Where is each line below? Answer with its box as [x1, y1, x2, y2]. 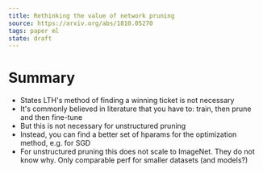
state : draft [8, 34, 52, 43]
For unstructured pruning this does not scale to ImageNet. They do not [19, 146, 256, 157]
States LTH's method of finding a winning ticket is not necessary [19, 96, 235, 105]
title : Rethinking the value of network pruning [8, 11, 175, 20]
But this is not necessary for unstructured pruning [19, 122, 186, 131]
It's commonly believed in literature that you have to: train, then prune [19, 104, 252, 113]
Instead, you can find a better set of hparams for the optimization [19, 130, 237, 139]
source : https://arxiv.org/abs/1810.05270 [8, 19, 153, 27]
